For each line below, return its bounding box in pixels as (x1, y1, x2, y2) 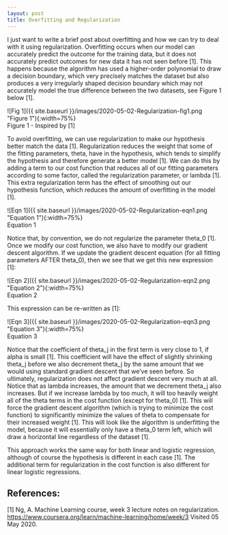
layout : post (7, 10, 44, 17)
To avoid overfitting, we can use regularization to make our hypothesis (7, 134, 205, 142)
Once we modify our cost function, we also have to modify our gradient (7, 241, 208, 249)
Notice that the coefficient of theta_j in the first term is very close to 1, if (7, 345, 210, 353)
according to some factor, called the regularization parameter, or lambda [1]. (7, 171, 221, 179)
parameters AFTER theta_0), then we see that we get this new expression (7, 256, 214, 264)
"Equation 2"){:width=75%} (7, 284, 84, 292)
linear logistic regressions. (7, 467, 81, 476)
